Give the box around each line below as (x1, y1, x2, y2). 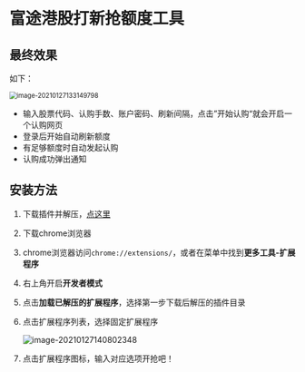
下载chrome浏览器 (22, 228, 92, 239)
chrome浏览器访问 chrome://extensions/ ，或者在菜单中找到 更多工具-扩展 (22, 247, 296, 258)
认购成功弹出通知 (22, 153, 87, 164)
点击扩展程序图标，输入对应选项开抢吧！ (22, 353, 174, 364)
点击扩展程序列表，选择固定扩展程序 (22, 316, 159, 327)
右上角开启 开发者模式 (22, 278, 103, 289)
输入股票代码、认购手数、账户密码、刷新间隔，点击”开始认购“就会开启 (22, 108, 285, 119)
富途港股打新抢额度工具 (9, 8, 185, 29)
